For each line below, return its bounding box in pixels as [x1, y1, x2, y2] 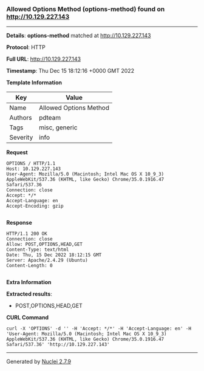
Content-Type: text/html [6, 247, 69, 253]
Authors [9, 114, 32, 122]
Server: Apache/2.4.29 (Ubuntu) [6, 257, 88, 264]
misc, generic [38, 123, 78, 132]
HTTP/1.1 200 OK [6, 231, 47, 237]
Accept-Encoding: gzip [6, 203, 64, 209]
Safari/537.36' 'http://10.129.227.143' [6, 342, 110, 348]
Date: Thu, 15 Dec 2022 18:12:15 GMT [6, 252, 102, 258]
